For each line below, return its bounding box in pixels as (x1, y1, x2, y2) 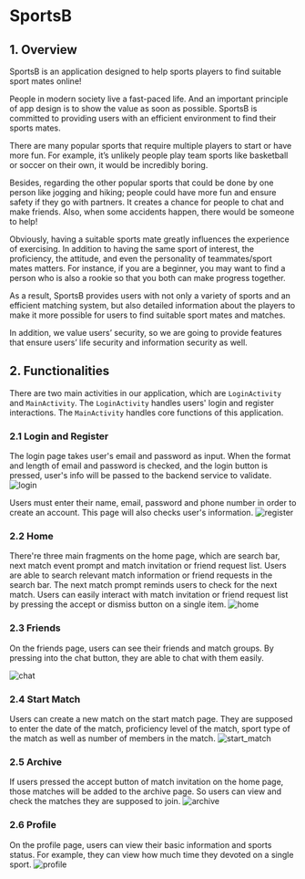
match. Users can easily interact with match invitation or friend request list (9, 590, 289, 601)
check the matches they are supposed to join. (9, 796, 181, 807)
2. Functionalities (9, 363, 110, 379)
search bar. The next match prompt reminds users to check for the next (9, 580, 278, 591)
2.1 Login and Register (9, 430, 109, 443)
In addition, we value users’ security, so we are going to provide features (9, 328, 282, 338)
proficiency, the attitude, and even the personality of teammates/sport (9, 253, 273, 264)
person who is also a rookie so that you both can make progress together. (9, 273, 286, 283)
